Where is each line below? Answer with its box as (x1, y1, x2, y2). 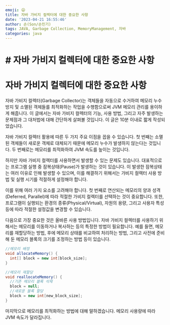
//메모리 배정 (5, 246, 30, 252)
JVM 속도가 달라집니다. (5, 314, 52, 320)
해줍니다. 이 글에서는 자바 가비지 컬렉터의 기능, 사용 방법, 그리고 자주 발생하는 (10, 110, 163, 116)
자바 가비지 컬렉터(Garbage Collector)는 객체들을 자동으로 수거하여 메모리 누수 (5, 98, 162, 104)
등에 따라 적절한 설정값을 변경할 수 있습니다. (5, 206, 92, 213)
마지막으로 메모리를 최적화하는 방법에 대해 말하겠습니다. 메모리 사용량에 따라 (5, 308, 156, 314)
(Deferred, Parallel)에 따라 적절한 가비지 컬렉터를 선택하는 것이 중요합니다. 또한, (5, 194, 164, 200)
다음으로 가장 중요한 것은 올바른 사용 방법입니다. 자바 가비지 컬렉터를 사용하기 (5, 217, 158, 223)
